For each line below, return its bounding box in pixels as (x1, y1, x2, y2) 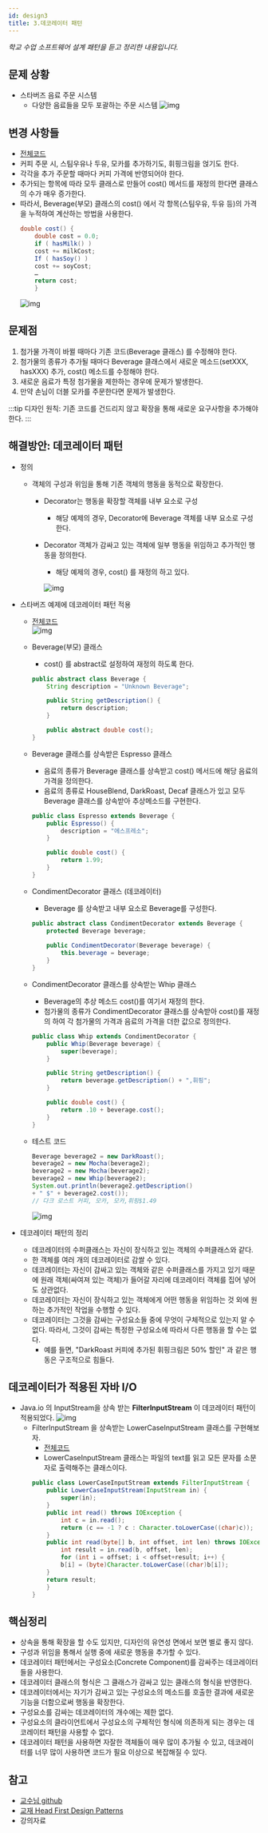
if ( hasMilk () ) (34, 239, 93, 248)
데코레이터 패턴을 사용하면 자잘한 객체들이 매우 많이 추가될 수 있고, (19, 1737, 227, 1747)
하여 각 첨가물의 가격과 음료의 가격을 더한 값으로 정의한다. (52, 1016, 231, 1026)
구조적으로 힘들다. (58, 1355, 115, 1364)
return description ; (60, 705, 129, 713)
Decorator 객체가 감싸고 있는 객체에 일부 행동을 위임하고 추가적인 (43, 540, 247, 549)
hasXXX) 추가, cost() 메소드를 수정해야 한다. (19, 366, 160, 376)
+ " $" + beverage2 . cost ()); (31, 1189, 129, 1197)
